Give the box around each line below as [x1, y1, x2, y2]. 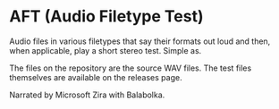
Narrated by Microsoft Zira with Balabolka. [9, 89, 165, 100]
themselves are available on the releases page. [9, 71, 182, 82]
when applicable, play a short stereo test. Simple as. [9, 45, 202, 55]
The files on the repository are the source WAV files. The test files [9, 63, 252, 73]
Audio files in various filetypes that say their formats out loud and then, [9, 36, 271, 46]
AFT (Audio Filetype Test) [9, 6, 204, 27]
